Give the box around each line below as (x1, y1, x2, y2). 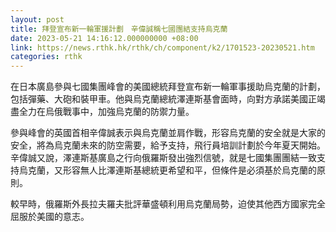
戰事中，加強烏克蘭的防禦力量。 (62, 106, 195, 118)
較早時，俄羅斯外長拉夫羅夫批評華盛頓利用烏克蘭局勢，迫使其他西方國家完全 (10, 198, 326, 210)
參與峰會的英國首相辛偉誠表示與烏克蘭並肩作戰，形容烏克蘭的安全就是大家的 (10, 127, 326, 139)
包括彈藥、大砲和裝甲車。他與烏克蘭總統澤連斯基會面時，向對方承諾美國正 (10, 93, 317, 105)
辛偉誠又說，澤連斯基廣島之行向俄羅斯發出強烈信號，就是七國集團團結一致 (10, 152, 317, 164)
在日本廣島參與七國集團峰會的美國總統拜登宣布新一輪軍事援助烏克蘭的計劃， (10, 81, 326, 93)
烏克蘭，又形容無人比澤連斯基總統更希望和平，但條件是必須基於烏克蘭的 (18, 164, 317, 176)
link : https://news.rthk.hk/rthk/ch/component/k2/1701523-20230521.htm (10, 42, 315, 53)
